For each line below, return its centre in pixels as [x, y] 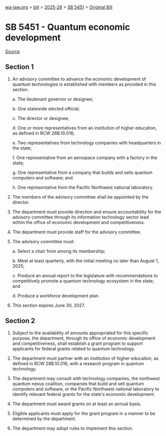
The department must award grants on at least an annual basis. [77, 404]
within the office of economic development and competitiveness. [79, 222]
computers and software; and [42, 177]
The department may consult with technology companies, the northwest [86, 378]
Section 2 [20, 321]
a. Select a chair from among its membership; [59, 251]
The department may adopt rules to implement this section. [73, 428]
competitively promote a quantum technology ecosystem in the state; [83, 281]
